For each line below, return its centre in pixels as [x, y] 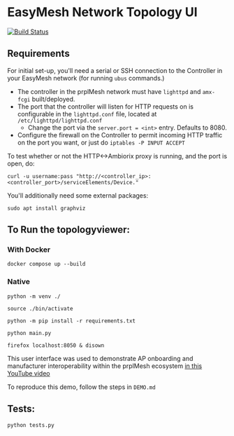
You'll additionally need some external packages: [78, 195]
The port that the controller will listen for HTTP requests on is [105, 107]
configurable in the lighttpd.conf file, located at [87, 114]
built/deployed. [53, 99]
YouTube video [29, 373]
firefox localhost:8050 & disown [56, 345]
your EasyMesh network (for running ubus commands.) [86, 78]
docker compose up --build [46, 264]
